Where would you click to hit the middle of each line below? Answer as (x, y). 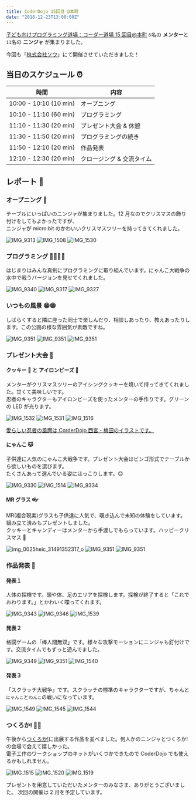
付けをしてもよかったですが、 (42, 221)
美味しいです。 (49, 392)
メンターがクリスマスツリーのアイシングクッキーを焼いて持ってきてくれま (95, 384)
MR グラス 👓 (22, 499)
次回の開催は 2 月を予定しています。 (61, 792)
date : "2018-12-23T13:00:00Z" (43, 17)
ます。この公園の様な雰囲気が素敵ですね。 (57, 327)
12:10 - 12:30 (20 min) (42, 159)
